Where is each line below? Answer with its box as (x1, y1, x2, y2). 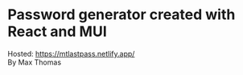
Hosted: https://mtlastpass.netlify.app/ (7, 49, 135, 58)
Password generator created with (7, 6, 236, 24)
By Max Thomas (7, 57, 62, 67)
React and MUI (7, 22, 108, 41)
